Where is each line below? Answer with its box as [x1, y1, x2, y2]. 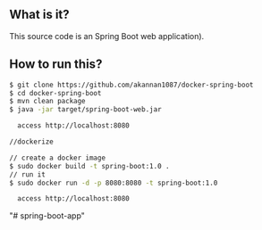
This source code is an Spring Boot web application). [9, 30, 205, 41]
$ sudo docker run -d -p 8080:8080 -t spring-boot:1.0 [9, 178, 218, 187]
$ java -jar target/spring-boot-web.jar [9, 105, 163, 114]
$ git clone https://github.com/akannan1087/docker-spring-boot [9, 80, 254, 89]
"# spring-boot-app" [9, 210, 85, 221]
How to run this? [9, 57, 103, 72]
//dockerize [9, 137, 54, 146]
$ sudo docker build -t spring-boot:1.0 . [9, 161, 170, 170]
